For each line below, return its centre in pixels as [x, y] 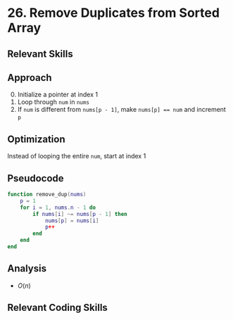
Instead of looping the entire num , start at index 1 [77, 156]
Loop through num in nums [53, 102]
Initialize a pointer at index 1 [58, 95]
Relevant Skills [40, 54]
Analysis [27, 269]
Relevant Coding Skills [57, 308]
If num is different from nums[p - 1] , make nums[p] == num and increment [122, 110]
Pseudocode [36, 178]
